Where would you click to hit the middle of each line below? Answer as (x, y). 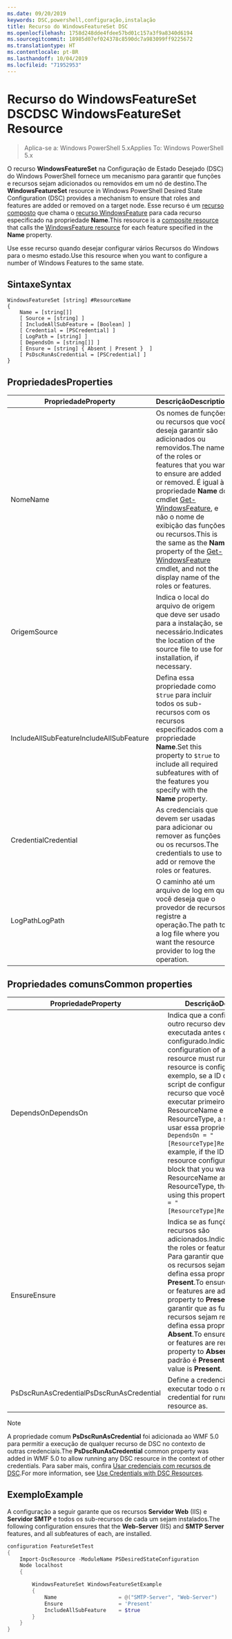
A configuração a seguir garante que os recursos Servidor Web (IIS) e (107, 1511)
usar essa (183, 1128)
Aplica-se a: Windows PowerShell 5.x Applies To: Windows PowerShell (124, 148)
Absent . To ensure (197, 1334)
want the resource (185, 943)
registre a (171, 916)
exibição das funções (191, 526)
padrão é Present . (197, 1360)
